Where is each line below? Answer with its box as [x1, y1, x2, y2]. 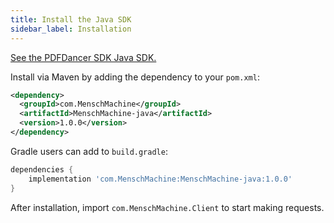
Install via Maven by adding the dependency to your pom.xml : [10, 71, 260, 83]
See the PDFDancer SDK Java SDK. [10, 51, 157, 63]
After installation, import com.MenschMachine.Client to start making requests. [10, 201, 325, 213]
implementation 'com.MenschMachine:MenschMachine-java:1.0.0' [28, 174, 293, 184]
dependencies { [10, 164, 74, 175]
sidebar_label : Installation [10, 24, 132, 34]
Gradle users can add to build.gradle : [10, 145, 168, 157]
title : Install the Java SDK [10, 14, 132, 25]
